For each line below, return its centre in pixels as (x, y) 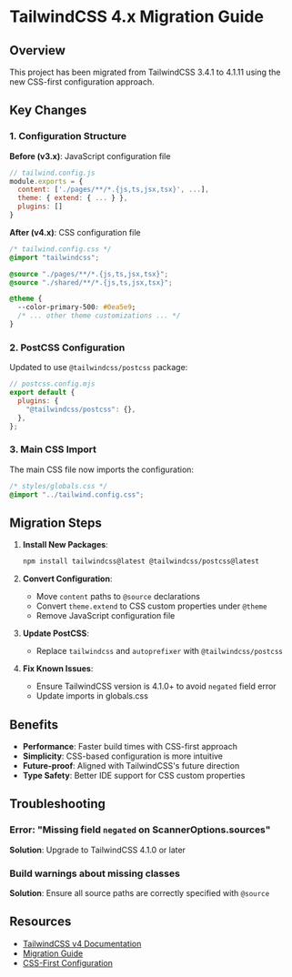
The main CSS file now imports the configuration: (101, 469)
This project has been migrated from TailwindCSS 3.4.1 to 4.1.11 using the (145, 72)
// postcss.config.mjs (52, 384)
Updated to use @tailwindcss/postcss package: (99, 368)
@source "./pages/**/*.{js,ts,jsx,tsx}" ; (89, 274)
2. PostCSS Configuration (67, 347)
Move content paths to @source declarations (118, 597)
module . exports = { (46, 181)
